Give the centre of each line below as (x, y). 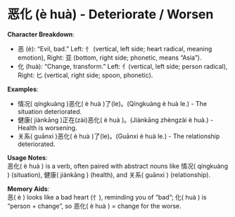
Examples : (23, 89)
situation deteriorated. (50, 111)
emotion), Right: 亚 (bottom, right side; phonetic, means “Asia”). (109, 58)
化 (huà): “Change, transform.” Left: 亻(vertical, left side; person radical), (122, 66)
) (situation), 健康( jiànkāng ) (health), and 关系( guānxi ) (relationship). (109, 175)
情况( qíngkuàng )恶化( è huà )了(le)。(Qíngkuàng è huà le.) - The (112, 103)
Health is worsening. (47, 128)
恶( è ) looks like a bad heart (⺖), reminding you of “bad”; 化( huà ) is (107, 197)
